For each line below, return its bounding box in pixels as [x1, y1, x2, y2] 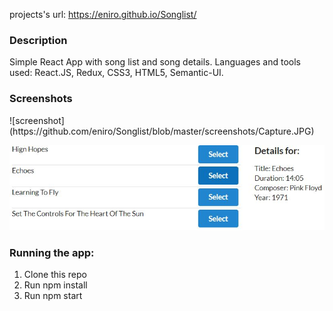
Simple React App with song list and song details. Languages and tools [9, 56, 301, 68]
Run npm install [23, 279, 88, 291]
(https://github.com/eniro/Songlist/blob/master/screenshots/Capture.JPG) [9, 125, 315, 137]
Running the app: [9, 245, 95, 259]
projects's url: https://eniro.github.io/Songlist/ [9, 9, 197, 20]
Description [9, 33, 68, 47]
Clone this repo [23, 269, 87, 281]
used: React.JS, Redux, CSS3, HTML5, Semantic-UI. [9, 67, 224, 79]
